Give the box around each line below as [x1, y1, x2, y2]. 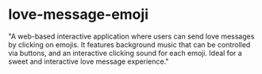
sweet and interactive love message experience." [8, 57, 169, 66]
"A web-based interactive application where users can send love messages [8, 31, 255, 41]
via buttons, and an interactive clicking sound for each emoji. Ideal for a [8, 48, 242, 57]
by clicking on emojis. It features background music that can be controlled [8, 39, 251, 49]
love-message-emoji [8, 6, 149, 24]
